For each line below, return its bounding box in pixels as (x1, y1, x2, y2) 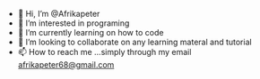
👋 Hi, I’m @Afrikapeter (17, 9, 100, 19)
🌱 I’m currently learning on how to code (17, 28, 164, 37)
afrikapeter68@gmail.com (17, 59, 115, 70)
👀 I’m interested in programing (17, 18, 130, 28)
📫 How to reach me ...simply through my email (17, 47, 192, 57)
